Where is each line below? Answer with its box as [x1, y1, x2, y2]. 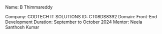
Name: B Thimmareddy [5, 4, 53, 10]
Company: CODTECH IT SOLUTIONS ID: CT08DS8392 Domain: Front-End [5, 14, 157, 19]
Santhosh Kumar [5, 24, 39, 30]
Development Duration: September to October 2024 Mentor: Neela [5, 19, 142, 25]
